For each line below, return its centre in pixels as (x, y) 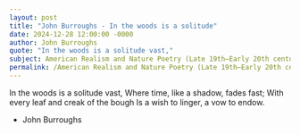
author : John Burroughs (54, 42)
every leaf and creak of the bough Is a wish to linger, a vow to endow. (137, 102)
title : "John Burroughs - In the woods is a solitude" (113, 26)
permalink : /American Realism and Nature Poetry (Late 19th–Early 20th (145, 68)
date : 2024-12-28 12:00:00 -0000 (71, 34)
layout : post (33, 17)
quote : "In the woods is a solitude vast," (92, 51)
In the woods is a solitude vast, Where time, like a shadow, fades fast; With (146, 92)
